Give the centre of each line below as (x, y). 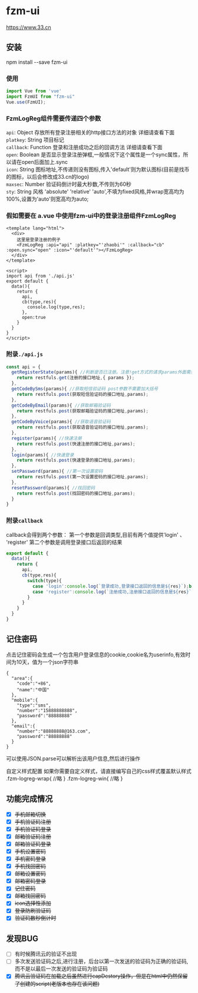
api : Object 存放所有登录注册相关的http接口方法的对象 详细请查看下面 (90, 132)
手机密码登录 (30, 859)
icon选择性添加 (33, 903)
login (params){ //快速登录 (43, 455)
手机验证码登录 (33, 829)
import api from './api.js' (41, 276)
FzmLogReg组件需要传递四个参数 (54, 118)
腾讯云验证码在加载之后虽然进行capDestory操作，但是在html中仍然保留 (101, 976)
